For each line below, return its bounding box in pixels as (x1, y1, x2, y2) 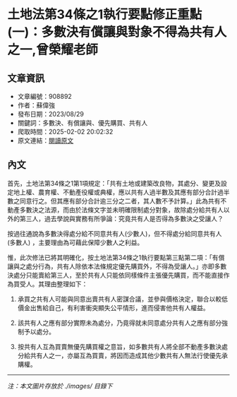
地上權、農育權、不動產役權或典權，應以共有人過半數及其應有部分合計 (13, 188, 217, 196)
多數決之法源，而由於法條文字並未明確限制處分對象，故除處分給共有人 (19, 206, 224, 214)
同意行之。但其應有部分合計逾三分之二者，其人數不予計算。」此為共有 (19, 196, 221, 205)
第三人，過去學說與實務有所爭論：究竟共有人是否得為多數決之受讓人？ (19, 214, 224, 223)
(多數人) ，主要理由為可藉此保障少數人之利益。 (7, 238, 144, 247)
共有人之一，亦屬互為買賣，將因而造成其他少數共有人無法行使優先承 (30, 351, 228, 360)
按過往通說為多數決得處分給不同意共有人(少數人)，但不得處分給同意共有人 (7, 229, 222, 237)
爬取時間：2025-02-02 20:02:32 (17, 128, 114, 136)
